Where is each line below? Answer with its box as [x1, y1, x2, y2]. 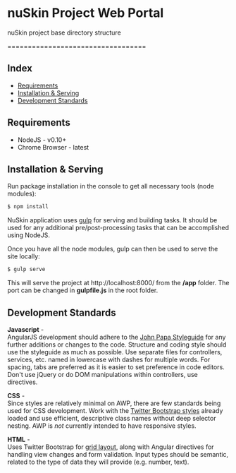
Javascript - [7, 325, 44, 333]
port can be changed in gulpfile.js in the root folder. [7, 286, 159, 294]
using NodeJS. [7, 231, 51, 239]
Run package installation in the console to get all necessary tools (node [7, 182, 215, 191]
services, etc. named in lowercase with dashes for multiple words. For [7, 355, 211, 364]
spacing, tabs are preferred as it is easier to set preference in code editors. [7, 362, 225, 371]
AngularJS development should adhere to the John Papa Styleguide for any [7, 333, 226, 341]
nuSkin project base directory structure [7, 28, 121, 37]
